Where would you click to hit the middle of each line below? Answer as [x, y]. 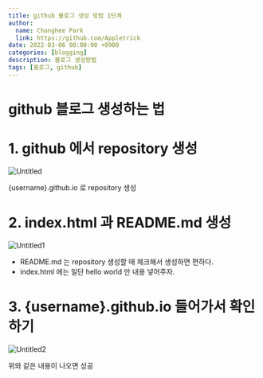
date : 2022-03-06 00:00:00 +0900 [64, 45]
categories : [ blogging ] [48, 53]
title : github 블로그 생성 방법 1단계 [65, 16]
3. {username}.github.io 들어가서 [118, 306]
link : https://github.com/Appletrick [78, 38]
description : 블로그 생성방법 [53, 60]
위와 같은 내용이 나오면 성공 [51, 365]
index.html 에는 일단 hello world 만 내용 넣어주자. [97, 271]
